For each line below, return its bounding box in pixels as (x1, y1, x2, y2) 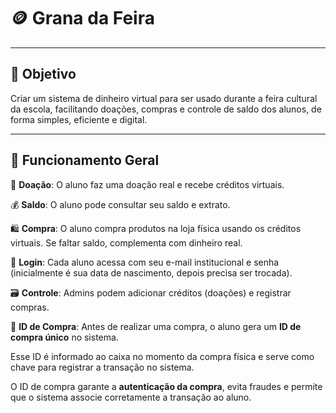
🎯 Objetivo (10, 66, 77, 83)
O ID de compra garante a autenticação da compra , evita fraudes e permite (10, 380, 323, 392)
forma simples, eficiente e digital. (10, 113, 148, 125)
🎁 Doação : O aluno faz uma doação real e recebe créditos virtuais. (10, 178, 285, 190)
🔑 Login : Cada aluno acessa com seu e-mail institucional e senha (10, 256, 280, 268)
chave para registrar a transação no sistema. (10, 361, 195, 373)
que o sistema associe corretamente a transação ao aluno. (10, 391, 252, 403)
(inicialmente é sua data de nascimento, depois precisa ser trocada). (10, 266, 293, 279)
